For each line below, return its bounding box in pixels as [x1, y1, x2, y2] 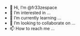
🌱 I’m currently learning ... [9, 15, 62, 20]
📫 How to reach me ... [9, 26, 55, 31]
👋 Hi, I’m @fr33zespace [9, 5, 57, 10]
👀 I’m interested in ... [9, 10, 51, 16]
